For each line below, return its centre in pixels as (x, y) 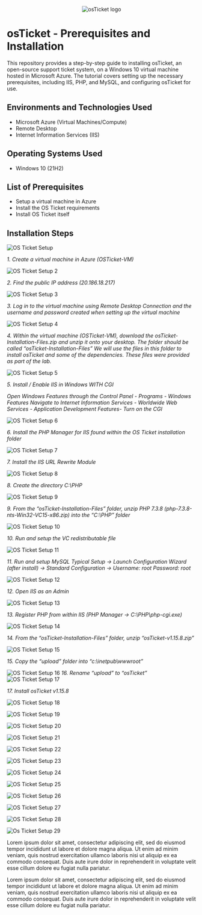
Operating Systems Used (55, 154)
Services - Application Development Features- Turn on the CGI (85, 409)
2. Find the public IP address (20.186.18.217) (61, 283)
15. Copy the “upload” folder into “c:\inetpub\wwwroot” (75, 661)
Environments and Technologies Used (80, 107)
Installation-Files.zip (32, 342)
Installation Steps (40, 233)
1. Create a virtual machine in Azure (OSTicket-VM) (70, 259)
